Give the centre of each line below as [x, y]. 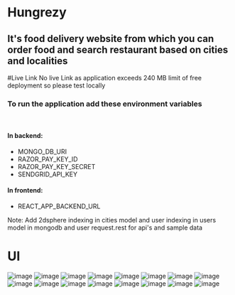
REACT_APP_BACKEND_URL [59, 206]
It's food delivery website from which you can [111, 39]
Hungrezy [37, 12]
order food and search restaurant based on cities [118, 49]
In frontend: [25, 191]
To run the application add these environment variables [105, 104]
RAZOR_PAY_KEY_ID [48, 159]
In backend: [25, 135]
